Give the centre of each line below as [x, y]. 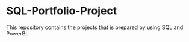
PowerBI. [17, 33]
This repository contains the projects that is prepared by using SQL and [95, 27]
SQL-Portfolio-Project [62, 11]
